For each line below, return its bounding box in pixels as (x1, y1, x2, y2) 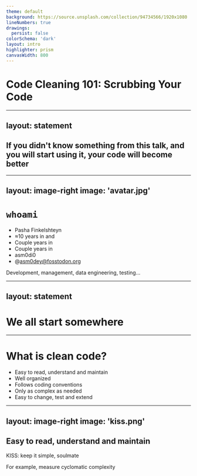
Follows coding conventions (14, 381, 83, 388)
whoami (6, 209, 38, 220)
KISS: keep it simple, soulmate (6, 452, 79, 459)
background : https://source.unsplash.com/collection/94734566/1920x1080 (6, 14, 188, 20)
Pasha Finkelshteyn (14, 227, 62, 234)
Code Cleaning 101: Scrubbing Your (6, 78, 182, 91)
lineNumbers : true (6, 19, 51, 25)
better (6, 159, 29, 169)
